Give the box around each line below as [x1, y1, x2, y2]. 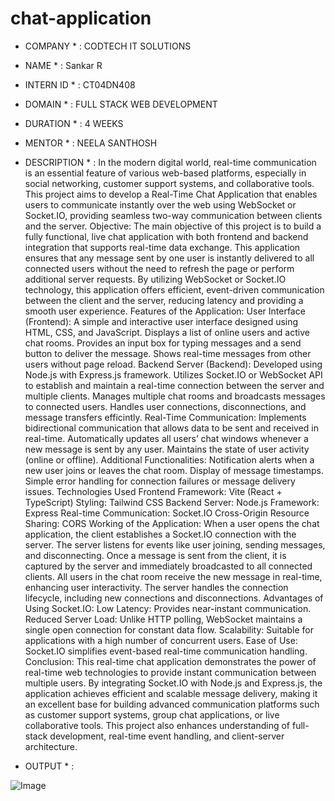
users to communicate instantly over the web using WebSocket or [24, 198, 297, 211]
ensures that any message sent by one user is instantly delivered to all [24, 252, 315, 264]
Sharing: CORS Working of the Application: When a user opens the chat [24, 517, 320, 529]
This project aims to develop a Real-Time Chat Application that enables [24, 188, 318, 200]
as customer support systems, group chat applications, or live [24, 708, 280, 721]
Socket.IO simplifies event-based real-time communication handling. [24, 645, 308, 657]
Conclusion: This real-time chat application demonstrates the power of [24, 655, 317, 667]
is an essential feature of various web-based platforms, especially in [24, 167, 307, 179]
